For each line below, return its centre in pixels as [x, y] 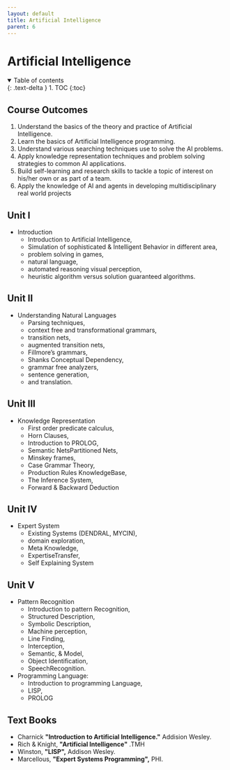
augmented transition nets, [66, 345]
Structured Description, [61, 617]
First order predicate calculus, [71, 428]
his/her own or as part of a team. [64, 179]
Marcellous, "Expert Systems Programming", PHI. [90, 759]
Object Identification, [58, 661]
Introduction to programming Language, [85, 684]
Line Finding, [46, 639]
